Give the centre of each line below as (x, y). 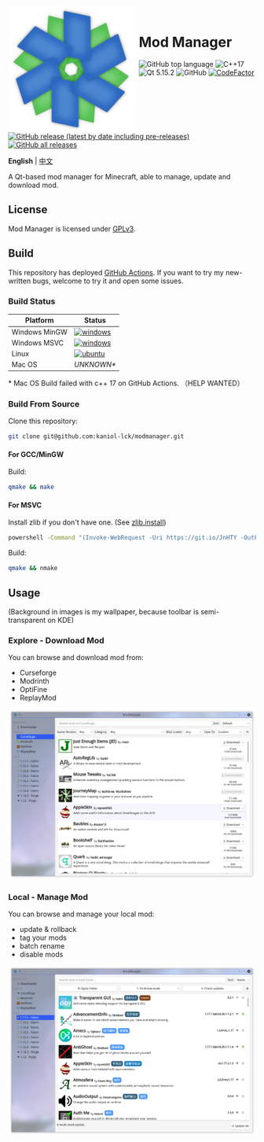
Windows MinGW (40, 332)
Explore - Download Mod (56, 640)
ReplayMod (38, 698)
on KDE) (60, 620)
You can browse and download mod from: (76, 658)
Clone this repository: (43, 421)
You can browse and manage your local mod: (81, 914)
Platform (39, 320)
